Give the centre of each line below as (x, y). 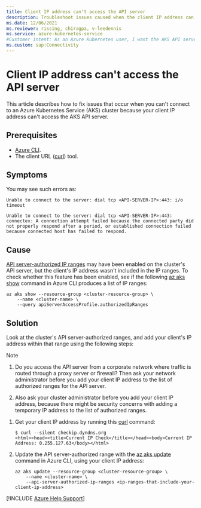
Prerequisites (32, 135)
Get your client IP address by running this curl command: (85, 422)
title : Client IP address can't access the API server (76, 12)
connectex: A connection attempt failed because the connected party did (100, 221)
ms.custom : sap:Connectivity (42, 45)
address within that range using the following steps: (70, 344)
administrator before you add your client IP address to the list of (93, 380)
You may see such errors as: (41, 189)
